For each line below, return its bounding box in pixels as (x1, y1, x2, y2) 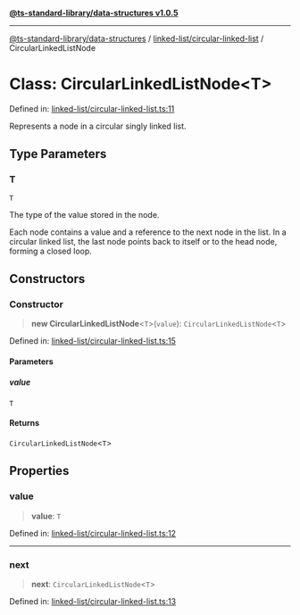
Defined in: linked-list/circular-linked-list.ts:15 (9, 336, 177, 346)
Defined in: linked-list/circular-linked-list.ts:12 (9, 528, 177, 538)
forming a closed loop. (9, 245, 92, 256)
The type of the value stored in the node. (9, 209, 160, 220)
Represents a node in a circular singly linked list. (9, 121, 187, 131)
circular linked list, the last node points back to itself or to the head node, (9, 236, 278, 246)
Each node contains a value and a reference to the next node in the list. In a (9, 227, 287, 237)
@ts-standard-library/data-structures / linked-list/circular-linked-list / (9, 33, 264, 44)
